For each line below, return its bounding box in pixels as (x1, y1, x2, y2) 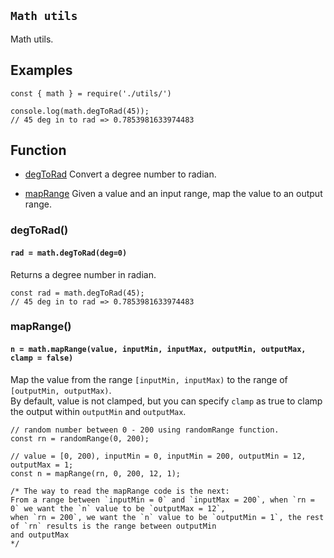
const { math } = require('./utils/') (10, 88, 172, 99)
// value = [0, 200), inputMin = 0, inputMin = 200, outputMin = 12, (10, 451, 307, 461)
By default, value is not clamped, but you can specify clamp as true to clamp (10, 395, 323, 407)
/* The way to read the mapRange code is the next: (10, 486, 230, 496)
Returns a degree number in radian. (10, 268, 157, 280)
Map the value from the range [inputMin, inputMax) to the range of (10, 373, 288, 385)
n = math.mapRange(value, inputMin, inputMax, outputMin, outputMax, (10, 345, 307, 355)
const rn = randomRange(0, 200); (10, 433, 150, 444)
